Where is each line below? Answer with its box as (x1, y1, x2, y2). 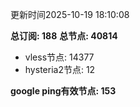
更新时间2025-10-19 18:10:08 (10, 9, 130, 20)
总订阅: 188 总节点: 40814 (10, 30, 118, 42)
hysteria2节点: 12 (24, 64, 96, 75)
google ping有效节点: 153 (10, 85, 117, 97)
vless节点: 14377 (24, 51, 95, 63)
